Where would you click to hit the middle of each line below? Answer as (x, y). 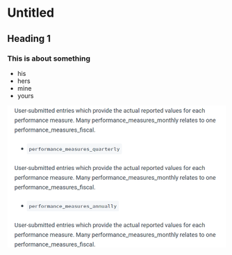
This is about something (49, 59)
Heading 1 (29, 39)
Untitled (31, 13)
